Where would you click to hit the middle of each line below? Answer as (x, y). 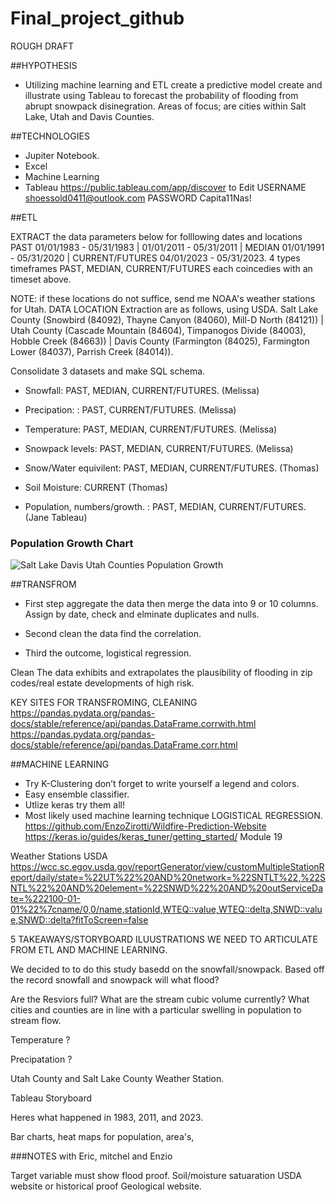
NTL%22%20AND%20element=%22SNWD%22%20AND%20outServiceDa (167, 888)
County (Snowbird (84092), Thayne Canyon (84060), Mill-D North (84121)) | (167, 319)
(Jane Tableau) (56, 517)
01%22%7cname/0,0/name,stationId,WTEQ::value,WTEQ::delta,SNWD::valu (166, 909)
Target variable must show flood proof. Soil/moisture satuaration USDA (156, 1176)
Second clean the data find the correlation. (113, 634)
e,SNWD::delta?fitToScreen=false (79, 920)
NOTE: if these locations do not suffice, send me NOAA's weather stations (163, 298)
